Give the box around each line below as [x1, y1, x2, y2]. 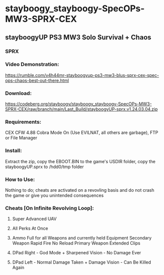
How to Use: [5, 176, 35, 183]
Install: [5, 147, 22, 154]
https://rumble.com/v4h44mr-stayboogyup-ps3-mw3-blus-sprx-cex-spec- [5, 72, 159, 78]
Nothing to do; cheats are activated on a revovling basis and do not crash [5, 187, 155, 193]
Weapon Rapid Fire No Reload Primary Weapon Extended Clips [12, 240, 141, 246]
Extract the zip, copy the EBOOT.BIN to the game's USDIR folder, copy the [5, 158, 156, 164]
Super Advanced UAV [12, 216, 57, 222]
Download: [5, 90, 32, 97]
